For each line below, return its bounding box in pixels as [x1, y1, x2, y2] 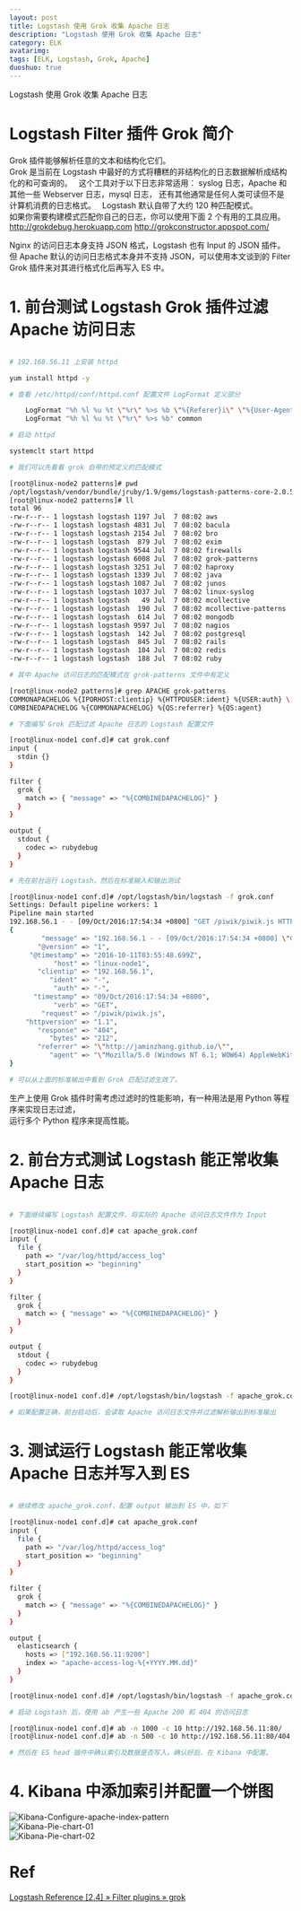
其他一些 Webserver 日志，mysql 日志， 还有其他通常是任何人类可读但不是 [9, 188, 285, 199]
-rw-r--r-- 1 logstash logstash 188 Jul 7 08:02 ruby [9, 654, 222, 664]
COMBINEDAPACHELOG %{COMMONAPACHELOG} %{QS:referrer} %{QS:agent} [9, 703, 262, 712]
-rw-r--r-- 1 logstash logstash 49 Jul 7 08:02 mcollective [9, 596, 251, 605]
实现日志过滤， [24, 1104, 81, 1114]
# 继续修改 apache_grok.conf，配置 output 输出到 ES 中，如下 [9, 1502, 228, 1511]
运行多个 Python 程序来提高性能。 [9, 1114, 134, 1126]
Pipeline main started [9, 909, 94, 918]
